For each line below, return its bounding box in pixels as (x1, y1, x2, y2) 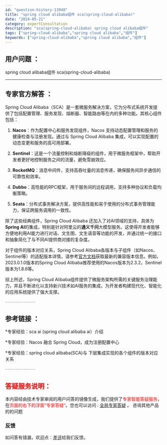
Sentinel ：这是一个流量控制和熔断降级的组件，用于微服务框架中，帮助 (12, 150, 157, 156)
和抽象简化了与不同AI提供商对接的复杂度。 (5, 236, 92, 242)
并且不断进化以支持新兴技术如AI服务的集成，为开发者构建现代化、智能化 (13, 283, 162, 289)
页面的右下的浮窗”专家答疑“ (9, 403, 66, 409)
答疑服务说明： (5, 382, 51, 390)
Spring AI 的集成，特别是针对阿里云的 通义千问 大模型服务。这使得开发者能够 (5, 224, 160, 230)
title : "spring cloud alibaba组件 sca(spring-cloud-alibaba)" (5, 12, 135, 17)
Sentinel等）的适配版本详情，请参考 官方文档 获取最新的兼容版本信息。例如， (5, 253, 162, 259)
